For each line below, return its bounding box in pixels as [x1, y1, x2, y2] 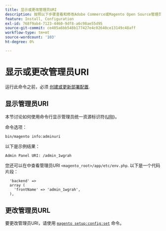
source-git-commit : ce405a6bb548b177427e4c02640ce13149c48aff [5, 26, 136, 31]
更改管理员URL [5, 206, 51, 215]
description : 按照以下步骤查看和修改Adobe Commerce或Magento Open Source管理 [5, 12, 159, 17]
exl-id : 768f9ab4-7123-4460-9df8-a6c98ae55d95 [5, 21, 103, 26]
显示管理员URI [5, 100, 49, 108]
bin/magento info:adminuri [5, 134, 61, 139]
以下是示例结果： [5, 144, 40, 150]
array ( [9, 183, 26, 188]
